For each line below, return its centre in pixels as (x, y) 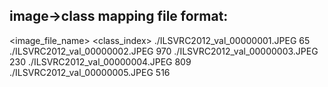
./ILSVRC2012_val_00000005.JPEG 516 (90, 72)
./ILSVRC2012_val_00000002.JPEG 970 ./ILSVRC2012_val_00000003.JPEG (164, 51)
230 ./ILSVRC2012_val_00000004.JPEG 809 (100, 61)
